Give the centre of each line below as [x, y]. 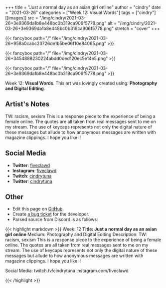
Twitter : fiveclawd [31, 165]
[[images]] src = [22, 18]
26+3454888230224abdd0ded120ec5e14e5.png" [57, 58]
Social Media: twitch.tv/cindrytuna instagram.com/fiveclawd [67, 271]
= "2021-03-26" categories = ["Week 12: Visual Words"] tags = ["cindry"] [81, 12]
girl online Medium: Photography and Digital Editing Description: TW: [76, 234]
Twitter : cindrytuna [32, 181]
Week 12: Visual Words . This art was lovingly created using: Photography [81, 83]
